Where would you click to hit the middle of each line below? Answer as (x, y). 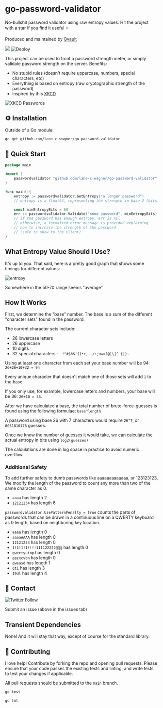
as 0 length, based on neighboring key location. (53, 522)
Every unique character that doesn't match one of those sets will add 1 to (78, 377)
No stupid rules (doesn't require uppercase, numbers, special (73, 73)
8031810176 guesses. (25, 426)
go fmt (12, 700)
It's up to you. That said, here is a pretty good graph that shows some (75, 263)
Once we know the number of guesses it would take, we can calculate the (79, 435)
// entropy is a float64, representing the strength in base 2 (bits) (87, 201)
